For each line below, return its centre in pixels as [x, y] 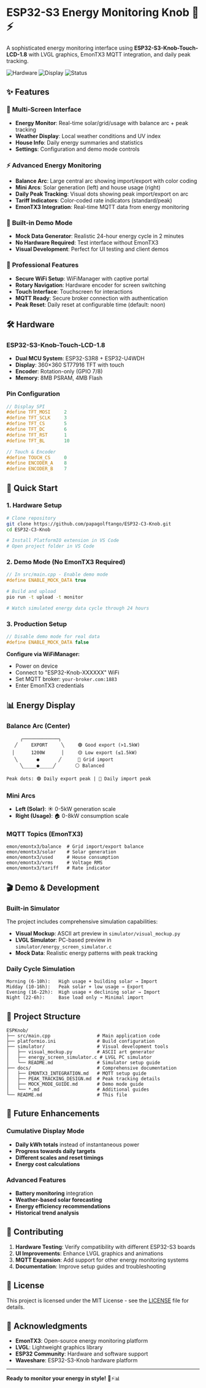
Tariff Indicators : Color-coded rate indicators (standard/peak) [94, 200]
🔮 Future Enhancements [53, 1114]
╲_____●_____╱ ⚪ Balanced [62, 766]
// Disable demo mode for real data [53, 637]
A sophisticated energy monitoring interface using [70, 48]
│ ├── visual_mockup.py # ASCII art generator [81, 1052]
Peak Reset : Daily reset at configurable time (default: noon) [90, 304]
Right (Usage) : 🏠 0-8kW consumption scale [72, 815]
